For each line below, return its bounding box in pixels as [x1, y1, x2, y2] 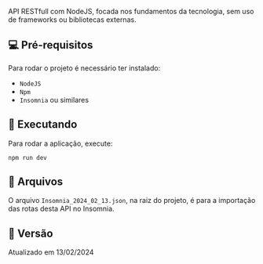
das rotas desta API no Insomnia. [8, 204, 115, 214]
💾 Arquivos [8, 175, 64, 189]
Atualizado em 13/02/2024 [8, 248, 94, 257]
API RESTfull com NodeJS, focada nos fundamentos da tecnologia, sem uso [8, 7, 254, 16]
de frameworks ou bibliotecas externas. [8, 15, 137, 24]
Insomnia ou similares [19, 95, 89, 104]
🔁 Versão [8, 226, 53, 240]
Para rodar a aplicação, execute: [8, 139, 113, 148]
